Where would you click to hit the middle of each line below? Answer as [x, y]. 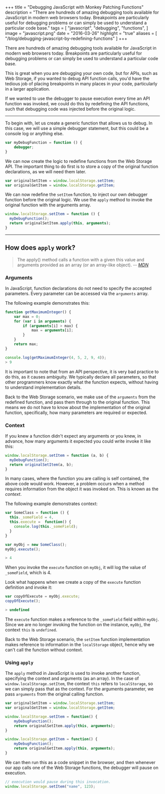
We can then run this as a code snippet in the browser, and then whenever [80, 762]
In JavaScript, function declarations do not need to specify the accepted [78, 288]
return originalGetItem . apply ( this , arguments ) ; [65, 748]
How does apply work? [40, 248]
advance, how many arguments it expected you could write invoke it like [78, 441]
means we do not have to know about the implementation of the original [78, 407]
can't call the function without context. [44, 650]
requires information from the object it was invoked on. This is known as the [82, 489]
